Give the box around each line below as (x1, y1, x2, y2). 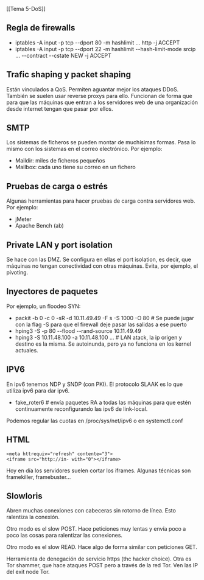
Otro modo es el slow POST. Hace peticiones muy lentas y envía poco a (6, 525, 186, 533)
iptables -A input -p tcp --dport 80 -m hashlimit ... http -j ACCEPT (15, 39, 180, 46)
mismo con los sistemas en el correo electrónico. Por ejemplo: (6, 145, 163, 153)
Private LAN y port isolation (6, 240, 113, 250)
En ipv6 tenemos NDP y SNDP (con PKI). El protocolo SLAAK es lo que (6, 380, 183, 388)
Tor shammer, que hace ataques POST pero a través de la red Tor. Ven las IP (6, 562, 198, 569)
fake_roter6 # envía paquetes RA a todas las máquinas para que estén (15, 399, 191, 406)
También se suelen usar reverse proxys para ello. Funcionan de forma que (6, 92, 193, 99)
